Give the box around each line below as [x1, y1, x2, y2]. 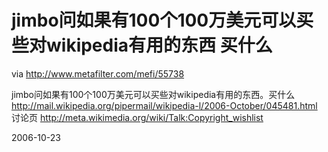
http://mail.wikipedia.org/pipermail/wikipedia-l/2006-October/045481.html [11, 99, 318, 111]
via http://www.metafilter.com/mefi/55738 [11, 67, 185, 80]
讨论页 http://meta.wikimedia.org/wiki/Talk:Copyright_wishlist [11, 111, 264, 123]
